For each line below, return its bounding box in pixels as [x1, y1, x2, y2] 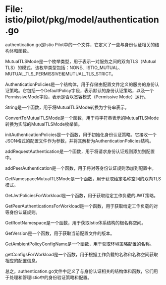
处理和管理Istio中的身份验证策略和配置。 [9, 274, 92, 280]
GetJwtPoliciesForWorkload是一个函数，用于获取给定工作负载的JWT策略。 [5, 192, 159, 198]
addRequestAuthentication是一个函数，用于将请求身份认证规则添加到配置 [5, 148, 155, 154]
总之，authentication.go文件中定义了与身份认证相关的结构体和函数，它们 [5, 268, 154, 274]
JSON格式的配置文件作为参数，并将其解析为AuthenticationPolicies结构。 [5, 138, 154, 143]
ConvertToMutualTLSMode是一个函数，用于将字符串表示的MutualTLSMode [5, 115, 159, 121]
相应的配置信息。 [5, 257, 40, 264]
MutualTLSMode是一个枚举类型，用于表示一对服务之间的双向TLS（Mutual [5, 58, 157, 64]
